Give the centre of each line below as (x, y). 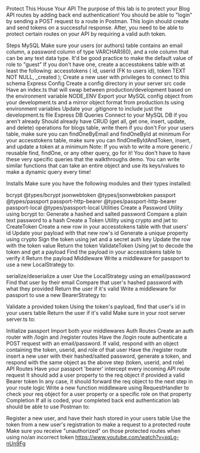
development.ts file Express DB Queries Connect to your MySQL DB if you (97, 115)
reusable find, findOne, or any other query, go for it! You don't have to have (98, 153)
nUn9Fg (16, 443)
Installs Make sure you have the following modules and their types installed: (99, 183)
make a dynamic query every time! (49, 172)
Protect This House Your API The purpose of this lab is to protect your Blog (98, 9)
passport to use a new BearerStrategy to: (57, 295)
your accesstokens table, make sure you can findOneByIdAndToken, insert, (99, 140)
